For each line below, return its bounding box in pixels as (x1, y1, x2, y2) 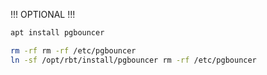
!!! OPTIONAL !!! (10, 9, 76, 20)
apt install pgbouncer (10, 28, 105, 38)
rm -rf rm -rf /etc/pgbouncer (10, 45, 137, 56)
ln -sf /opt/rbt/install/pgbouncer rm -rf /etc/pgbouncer (10, 55, 257, 65)
